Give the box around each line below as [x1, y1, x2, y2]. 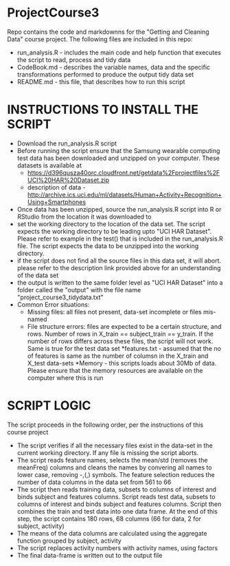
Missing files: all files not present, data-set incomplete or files [27, 307, 202, 316]
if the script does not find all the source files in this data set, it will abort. [16, 256, 222, 265]
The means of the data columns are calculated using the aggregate [16, 529, 207, 537]
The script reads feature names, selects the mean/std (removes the [16, 456, 208, 464]
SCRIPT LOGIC [7, 398, 91, 414]
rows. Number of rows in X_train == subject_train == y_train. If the [27, 330, 214, 338]
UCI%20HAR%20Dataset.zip [27, 176, 110, 184]
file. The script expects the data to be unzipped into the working [16, 241, 199, 250]
